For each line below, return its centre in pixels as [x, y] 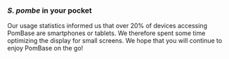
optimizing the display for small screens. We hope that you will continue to [115, 41]
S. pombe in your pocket [50, 11]
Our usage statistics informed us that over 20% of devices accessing [107, 26]
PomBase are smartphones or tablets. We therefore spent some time [106, 33]
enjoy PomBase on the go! [45, 48]
